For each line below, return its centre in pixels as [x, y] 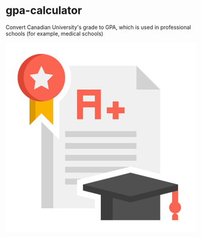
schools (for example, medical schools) [55, 33]
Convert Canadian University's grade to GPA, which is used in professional [98, 27]
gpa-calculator [44, 11]
